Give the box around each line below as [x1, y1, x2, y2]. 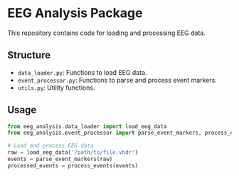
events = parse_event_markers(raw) [7, 155, 113, 163]
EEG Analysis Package [7, 5, 143, 21]
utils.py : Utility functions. [17, 83, 95, 92]
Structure [7, 49, 51, 61]
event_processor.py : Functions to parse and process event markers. [17, 76, 217, 84]
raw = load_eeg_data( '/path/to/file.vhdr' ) [7, 149, 139, 156]
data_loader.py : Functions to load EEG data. [17, 68, 147, 76]
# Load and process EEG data [7, 143, 94, 150]
